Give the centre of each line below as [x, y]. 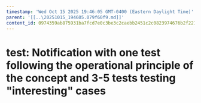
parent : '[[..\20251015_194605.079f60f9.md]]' [65, 17]
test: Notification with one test [83, 52]
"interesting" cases [56, 91]
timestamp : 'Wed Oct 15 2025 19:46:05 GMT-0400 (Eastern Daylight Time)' [100, 12]
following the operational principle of [100, 65]
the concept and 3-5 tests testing [91, 78]
